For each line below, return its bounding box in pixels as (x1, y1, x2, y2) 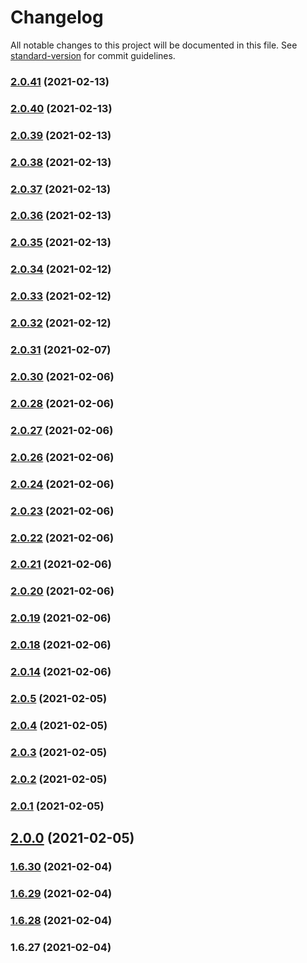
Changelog (10, 6, 104, 29)
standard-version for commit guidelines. (10, 49, 176, 61)
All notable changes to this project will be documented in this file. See (10, 39, 298, 51)
